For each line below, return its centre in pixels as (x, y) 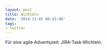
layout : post (19, 10)
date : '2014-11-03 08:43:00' (35, 19)
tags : (11, 24)
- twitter (15, 28)
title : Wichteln (22, 14)
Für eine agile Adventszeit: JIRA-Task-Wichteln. (54, 42)
